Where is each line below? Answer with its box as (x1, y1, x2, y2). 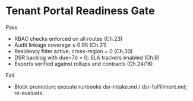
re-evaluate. (14, 89, 45, 96)
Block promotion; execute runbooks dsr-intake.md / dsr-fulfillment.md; (14, 83, 188, 90)
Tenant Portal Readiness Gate (5, 4, 155, 18)
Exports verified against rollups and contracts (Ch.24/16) (14, 60, 153, 67)
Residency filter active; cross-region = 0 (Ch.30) (14, 47, 133, 54)
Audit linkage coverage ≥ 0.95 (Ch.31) (14, 41, 107, 48)
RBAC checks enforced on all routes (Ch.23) (14, 35, 123, 42)
